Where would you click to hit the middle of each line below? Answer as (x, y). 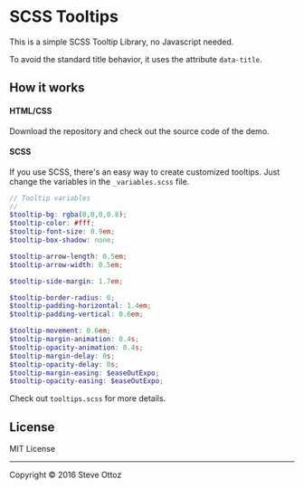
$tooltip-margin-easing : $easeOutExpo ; (85, 373)
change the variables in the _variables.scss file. (100, 181)
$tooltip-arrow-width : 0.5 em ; (66, 264)
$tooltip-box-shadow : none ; (62, 240)
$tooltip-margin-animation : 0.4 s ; (75, 340)
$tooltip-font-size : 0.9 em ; (62, 232)
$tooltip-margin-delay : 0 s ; (62, 356)
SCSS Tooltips (64, 17)
